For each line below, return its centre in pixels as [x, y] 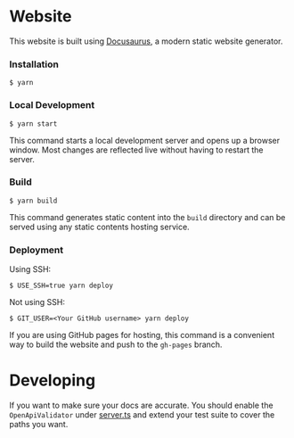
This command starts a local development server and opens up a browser [145, 140]
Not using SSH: [37, 302]
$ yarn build [33, 201]
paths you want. [39, 425]
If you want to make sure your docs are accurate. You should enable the [141, 405]
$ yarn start [33, 124]
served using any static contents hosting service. [99, 227]
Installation [34, 64]
